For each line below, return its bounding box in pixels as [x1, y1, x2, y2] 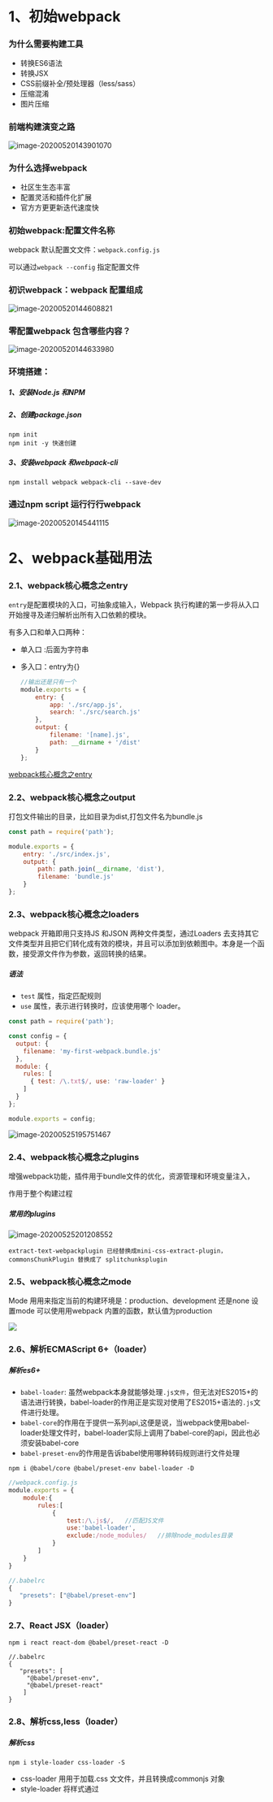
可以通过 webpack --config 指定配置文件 [8, 262, 141, 272]
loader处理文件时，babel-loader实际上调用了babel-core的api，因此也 [19, 1428, 253, 1438]
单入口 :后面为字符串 [19, 644, 89, 654]
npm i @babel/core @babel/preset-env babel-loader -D [8, 1465, 195, 1473]
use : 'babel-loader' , [66, 1524, 136, 1532]
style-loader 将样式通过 [19, 1784, 99, 1794]
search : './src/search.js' [50, 708, 141, 716]
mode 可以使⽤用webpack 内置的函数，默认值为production [15, 1306, 213, 1316]
